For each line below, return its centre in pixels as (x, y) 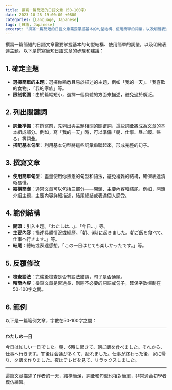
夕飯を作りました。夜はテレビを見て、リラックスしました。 (77, 360)
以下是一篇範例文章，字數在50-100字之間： (51, 320)
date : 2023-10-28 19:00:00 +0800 (41, 15)
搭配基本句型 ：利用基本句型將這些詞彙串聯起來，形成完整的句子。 (82, 145)
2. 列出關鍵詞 (26, 113)
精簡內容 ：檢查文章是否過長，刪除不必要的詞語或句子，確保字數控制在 (87, 283)
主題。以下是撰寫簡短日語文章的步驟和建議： (57, 51)
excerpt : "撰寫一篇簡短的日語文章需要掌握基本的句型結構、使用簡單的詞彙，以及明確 (83, 29)
